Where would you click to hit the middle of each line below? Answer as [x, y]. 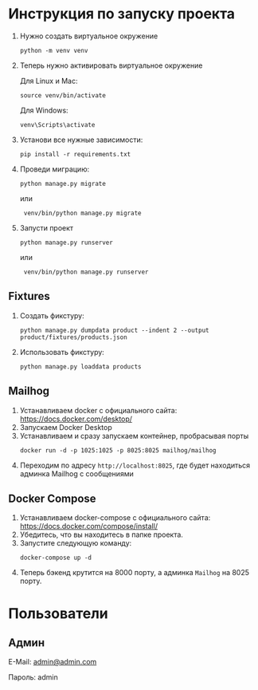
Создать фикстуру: [52, 315]
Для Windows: [44, 110]
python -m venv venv [54, 50]
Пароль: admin [33, 677]
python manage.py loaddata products [80, 367]
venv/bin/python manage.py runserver [86, 272]
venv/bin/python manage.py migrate [82, 213]
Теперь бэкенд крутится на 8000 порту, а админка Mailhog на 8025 [134, 573]
